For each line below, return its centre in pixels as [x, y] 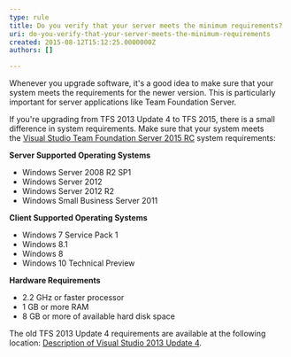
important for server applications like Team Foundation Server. [123, 102]
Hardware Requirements [55, 281]
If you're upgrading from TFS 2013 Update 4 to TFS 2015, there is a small [142, 120]
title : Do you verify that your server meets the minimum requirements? [146, 26]
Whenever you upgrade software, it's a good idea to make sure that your [142, 83]
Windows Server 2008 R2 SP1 [77, 173]
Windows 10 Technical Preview [78, 263]
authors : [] [31, 50]
